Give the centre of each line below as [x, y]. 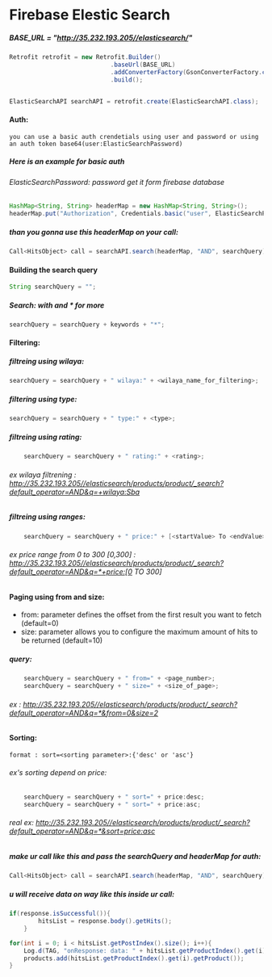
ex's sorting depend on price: [58, 773]
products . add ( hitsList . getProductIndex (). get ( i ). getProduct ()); [134, 958]
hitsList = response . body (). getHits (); [105, 921]
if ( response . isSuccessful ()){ [60, 914]
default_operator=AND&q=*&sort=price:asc [82, 831]
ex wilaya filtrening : [43, 475]
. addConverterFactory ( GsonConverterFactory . [186, 72]
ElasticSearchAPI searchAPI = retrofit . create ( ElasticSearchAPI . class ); [134, 101]
